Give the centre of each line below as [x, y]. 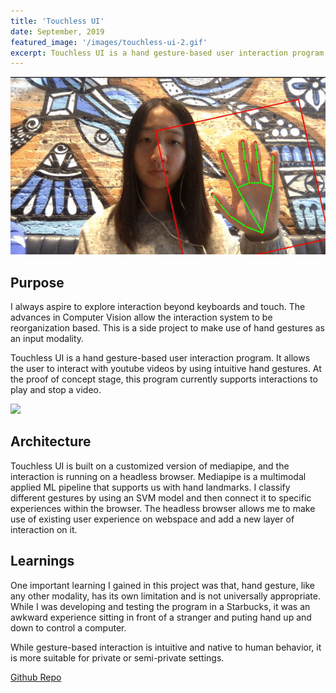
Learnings [42, 561]
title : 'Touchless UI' [57, 21]
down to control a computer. [68, 627]
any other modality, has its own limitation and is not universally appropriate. [165, 596]
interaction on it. [44, 529]
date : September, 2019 [57, 31]
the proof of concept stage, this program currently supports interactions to [164, 379]
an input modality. [47, 338]
